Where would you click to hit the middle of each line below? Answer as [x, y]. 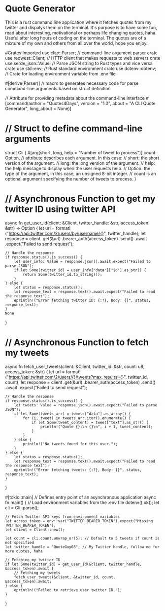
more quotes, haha [24, 551]
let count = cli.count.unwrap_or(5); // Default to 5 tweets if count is [82, 538]
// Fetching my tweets [37, 573]
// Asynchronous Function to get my [80, 199]
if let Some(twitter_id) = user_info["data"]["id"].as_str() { [80, 270]
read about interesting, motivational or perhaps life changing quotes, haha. [81, 33]
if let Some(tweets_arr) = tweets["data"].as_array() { [73, 414]
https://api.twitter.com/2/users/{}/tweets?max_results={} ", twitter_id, [78, 377]
